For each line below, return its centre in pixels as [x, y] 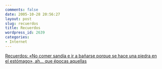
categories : [17, 37]
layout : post [18, 19]
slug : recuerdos [22, 23]
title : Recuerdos [23, 28]
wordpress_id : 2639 [25, 33]
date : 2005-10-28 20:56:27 [33, 14]
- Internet [16, 42]
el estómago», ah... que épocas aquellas [46, 61]
